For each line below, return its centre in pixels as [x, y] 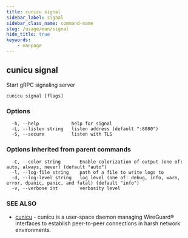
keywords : [19, 40]
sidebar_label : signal [35, 18]
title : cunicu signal [34, 12]
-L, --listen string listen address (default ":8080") [85, 129]
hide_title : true [28, 35]
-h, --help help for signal [62, 124]
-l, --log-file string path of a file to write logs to [88, 173]
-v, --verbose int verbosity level [66, 188]
